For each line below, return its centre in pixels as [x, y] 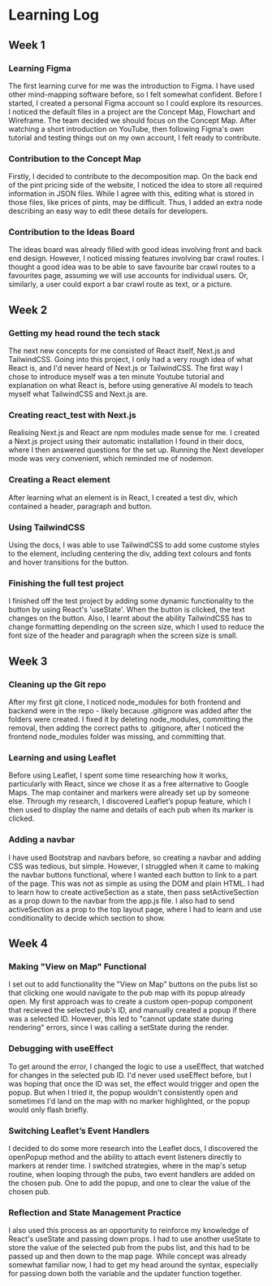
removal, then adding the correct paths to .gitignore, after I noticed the [126, 728]
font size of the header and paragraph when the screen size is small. [123, 635]
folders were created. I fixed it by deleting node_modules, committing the [131, 719]
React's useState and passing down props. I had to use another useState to [134, 1239]
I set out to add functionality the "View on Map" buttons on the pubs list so [133, 984]
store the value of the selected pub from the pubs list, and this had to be [129, 1248]
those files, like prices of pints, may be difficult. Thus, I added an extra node [136, 203]
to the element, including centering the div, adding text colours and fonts [130, 554]
